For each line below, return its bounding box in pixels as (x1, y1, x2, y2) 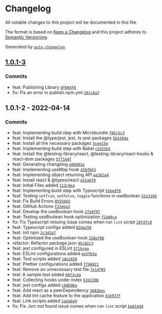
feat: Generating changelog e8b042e (12, 161, 85, 167)
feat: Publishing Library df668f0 (12, 84, 76, 90)
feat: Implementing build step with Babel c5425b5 (12, 145, 111, 151)
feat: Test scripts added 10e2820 (12, 256, 77, 262)
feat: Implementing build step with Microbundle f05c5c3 (12, 130, 125, 136)
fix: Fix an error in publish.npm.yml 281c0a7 (12, 90, 99, 95)
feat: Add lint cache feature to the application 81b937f (12, 293, 121, 299)
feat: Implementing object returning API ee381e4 (12, 172, 109, 178)
